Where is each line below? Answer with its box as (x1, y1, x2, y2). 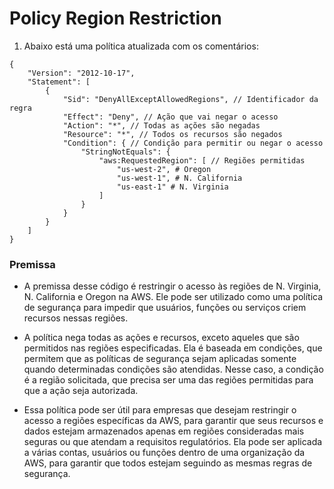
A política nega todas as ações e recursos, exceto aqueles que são (23, 332, 300, 344)
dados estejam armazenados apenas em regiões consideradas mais (23, 425, 305, 437)
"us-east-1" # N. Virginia (116, 182, 229, 192)
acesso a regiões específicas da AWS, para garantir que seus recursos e (23, 415, 324, 427)
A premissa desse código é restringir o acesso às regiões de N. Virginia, (23, 280, 322, 292)
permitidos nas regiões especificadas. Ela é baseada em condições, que (23, 342, 323, 354)
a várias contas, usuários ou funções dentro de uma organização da (23, 447, 306, 459)
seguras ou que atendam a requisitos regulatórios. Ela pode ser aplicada (23, 436, 323, 448)
